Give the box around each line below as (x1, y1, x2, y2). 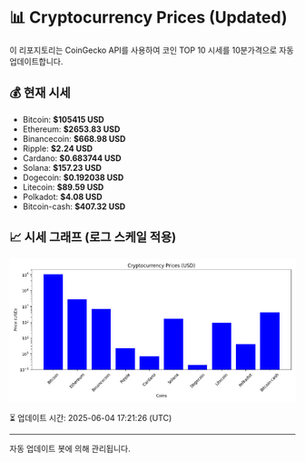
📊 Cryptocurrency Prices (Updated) (9, 7, 288, 28)
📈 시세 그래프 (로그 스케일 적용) (9, 229, 177, 246)
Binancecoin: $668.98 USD (22, 133, 126, 144)
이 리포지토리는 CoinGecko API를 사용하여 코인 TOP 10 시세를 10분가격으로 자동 (9, 45, 294, 55)
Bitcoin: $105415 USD (22, 114, 104, 125)
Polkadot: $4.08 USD (22, 191, 103, 202)
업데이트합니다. (9, 55, 64, 66)
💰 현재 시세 (9, 85, 71, 101)
